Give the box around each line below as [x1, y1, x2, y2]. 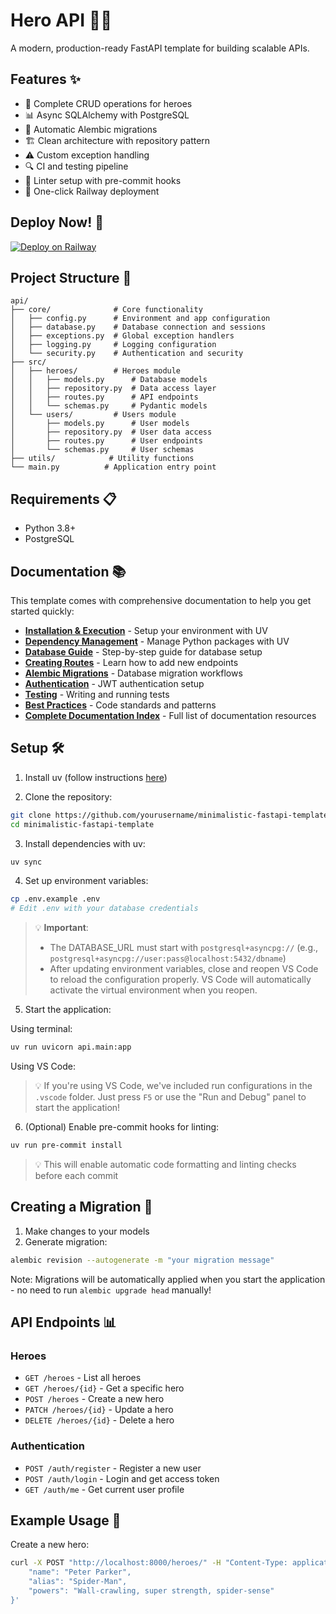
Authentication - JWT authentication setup [24, 678, 205, 689]
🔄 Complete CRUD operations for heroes [24, 97, 193, 109]
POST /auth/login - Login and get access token [24, 1472, 220, 1484]
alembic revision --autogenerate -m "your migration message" [10, 1255, 275, 1265]
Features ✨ [10, 71, 81, 88]
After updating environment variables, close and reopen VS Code [49, 963, 319, 975]
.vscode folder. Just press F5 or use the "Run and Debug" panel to [34, 1091, 307, 1103]
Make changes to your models [24, 1225, 150, 1237]
